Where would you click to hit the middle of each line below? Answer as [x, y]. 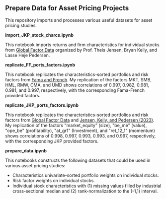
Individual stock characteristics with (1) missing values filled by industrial [87, 186]
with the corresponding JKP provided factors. [52, 141]
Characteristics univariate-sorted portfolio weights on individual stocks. [85, 175]
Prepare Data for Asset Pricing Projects [67, 8]
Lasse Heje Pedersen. [28, 55]
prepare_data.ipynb [26, 150]
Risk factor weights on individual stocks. [54, 180]
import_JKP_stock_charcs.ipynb [39, 35]
